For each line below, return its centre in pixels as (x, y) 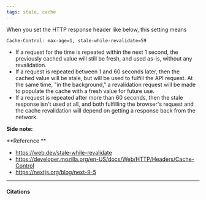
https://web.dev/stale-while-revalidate (63, 152)
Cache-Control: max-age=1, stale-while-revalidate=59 (77, 40)
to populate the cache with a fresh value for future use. (85, 91)
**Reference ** (26, 141)
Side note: (20, 128)
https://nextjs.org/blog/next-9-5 (56, 172)
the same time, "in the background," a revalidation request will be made (105, 84)
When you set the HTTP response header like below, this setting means (97, 29)
